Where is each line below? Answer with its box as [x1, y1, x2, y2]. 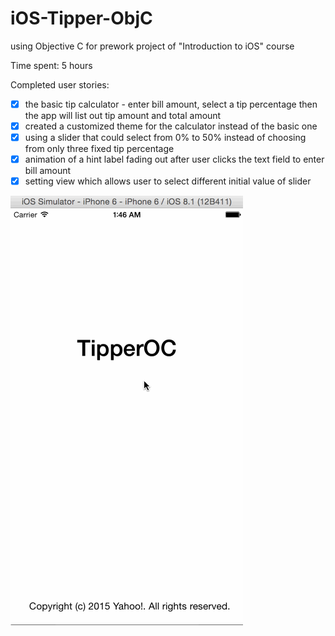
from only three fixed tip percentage [24, 143, 175, 155]
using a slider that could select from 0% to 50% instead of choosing [24, 132, 307, 144]
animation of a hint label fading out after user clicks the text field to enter [24, 153, 325, 166]
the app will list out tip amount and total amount [24, 110, 222, 121]
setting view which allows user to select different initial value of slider [24, 175, 312, 187]
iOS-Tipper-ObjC [10, 7, 153, 30]
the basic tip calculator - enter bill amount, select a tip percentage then [24, 98, 318, 110]
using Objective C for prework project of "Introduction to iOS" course [10, 40, 295, 52]
